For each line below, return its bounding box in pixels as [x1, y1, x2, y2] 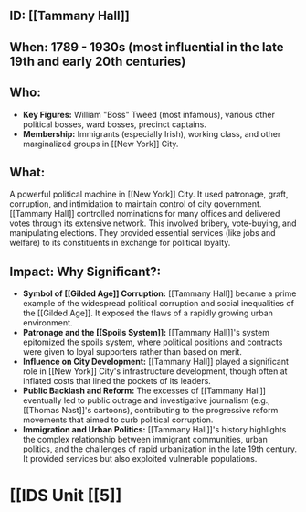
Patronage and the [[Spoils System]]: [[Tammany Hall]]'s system [22, 327, 269, 338]
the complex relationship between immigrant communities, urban [22, 434, 268, 445]
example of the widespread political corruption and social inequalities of [22, 298, 295, 309]
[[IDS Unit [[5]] [9, 485, 122, 507]
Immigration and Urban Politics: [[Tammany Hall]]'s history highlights [22, 424, 287, 435]
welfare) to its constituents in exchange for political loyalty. [9, 238, 231, 249]
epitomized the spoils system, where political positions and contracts [22, 336, 283, 347]
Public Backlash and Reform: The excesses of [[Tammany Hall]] [22, 385, 267, 397]
